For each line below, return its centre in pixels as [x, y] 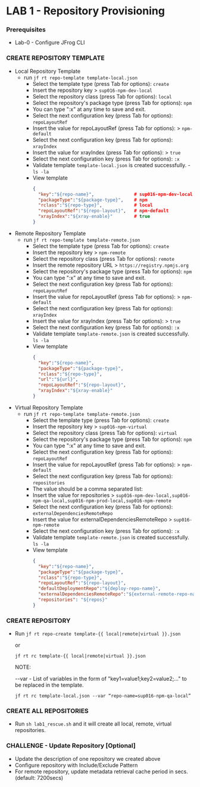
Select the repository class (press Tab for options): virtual [105, 433]
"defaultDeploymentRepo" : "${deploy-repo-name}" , [99, 589]
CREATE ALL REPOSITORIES [48, 711]
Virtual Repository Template [49, 408]
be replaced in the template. [49, 685]
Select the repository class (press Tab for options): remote [103, 258]
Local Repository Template [48, 71]
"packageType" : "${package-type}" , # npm [93, 200]
